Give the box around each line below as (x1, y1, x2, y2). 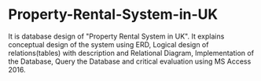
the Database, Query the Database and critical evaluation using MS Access (8, 57, 252, 66)
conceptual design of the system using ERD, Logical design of (8, 39, 209, 49)
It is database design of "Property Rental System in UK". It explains (8, 31, 225, 41)
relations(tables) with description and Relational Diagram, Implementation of (8, 48, 254, 57)
